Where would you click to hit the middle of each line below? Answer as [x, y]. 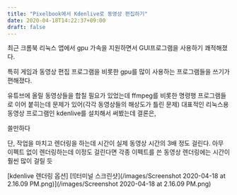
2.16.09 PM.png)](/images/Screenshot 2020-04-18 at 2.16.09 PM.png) [109, 184]
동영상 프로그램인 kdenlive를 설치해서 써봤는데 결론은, [82, 113]
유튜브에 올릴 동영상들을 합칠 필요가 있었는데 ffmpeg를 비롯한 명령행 [102, 95]
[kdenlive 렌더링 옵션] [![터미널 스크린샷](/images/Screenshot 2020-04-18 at [117, 176]
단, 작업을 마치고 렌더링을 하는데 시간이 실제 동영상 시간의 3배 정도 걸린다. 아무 [116, 143]
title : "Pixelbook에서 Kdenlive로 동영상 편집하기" [78, 14]
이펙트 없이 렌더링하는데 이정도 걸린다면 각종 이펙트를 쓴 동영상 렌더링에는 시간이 [119, 152]
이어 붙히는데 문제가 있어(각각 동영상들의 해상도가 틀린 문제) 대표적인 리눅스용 [122, 105]
